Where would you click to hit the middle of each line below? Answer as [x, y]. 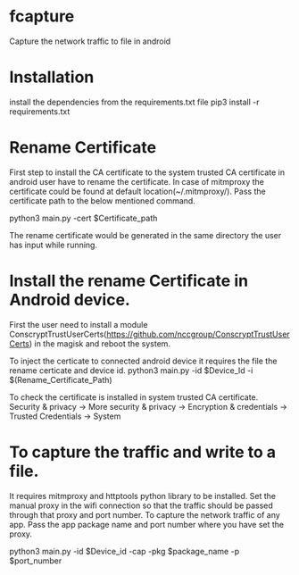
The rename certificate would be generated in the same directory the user [145, 235]
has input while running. [54, 245]
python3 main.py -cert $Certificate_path [83, 218]
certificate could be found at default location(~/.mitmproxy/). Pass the [137, 191]
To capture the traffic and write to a [143, 452]
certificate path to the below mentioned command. [103, 200]
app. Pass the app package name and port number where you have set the [147, 524]
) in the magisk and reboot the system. [100, 343]
